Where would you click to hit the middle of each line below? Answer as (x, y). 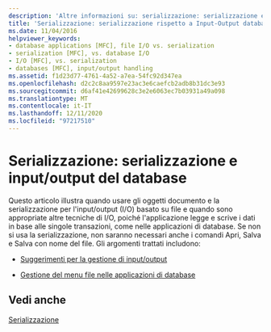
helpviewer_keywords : (45, 38)
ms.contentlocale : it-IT (50, 106)
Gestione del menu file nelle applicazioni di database (108, 275)
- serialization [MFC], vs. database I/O (79, 53)
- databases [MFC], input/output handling (81, 69)
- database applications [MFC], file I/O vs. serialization (112, 46)
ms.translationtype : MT (48, 99)
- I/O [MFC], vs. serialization (63, 61)
